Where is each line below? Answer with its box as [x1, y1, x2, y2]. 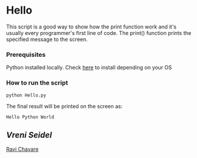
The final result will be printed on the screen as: [6, 102, 123, 109]
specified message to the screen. [6, 36, 88, 43]
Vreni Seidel [6, 130, 52, 140]
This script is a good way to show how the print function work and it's [6, 23, 177, 30]
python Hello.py [6, 92, 46, 98]
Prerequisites [6, 50, 46, 59]
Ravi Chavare [6, 146, 39, 153]
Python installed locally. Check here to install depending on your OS [6, 64, 172, 71]
